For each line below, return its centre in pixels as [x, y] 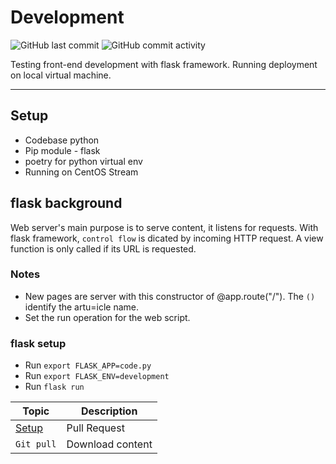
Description [109, 411]
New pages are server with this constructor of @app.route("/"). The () [170, 296]
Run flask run [54, 387]
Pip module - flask [62, 150]
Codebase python [62, 140]
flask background [66, 203]
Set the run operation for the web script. [107, 317]
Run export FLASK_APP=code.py [88, 365]
